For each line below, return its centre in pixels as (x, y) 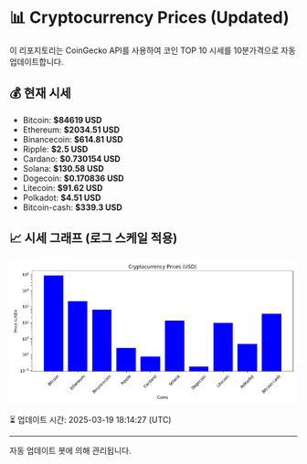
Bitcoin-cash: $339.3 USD (73, 207)
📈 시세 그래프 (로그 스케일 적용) (94, 238)
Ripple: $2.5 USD (55, 149)
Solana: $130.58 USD (64, 168)
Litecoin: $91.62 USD (63, 187)
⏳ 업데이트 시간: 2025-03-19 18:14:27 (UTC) (90, 419)
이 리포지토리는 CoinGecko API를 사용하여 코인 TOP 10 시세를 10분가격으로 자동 (153, 50)
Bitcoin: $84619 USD (62, 120)
